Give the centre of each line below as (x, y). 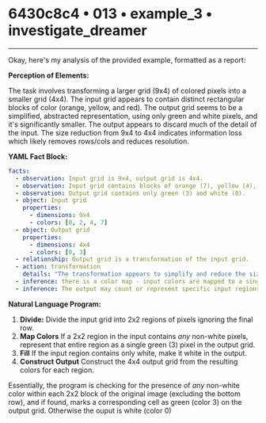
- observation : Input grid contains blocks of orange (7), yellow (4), (136, 186)
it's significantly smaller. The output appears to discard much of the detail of (133, 124)
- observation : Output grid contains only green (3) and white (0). (131, 193)
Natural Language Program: (55, 304)
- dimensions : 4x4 (59, 245)
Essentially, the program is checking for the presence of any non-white (124, 385)
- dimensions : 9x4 (59, 215)
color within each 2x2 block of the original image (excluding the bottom (125, 394)
